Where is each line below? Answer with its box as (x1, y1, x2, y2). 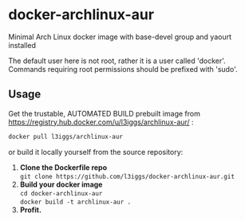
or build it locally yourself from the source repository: (8, 147, 184, 156)
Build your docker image (19, 180, 103, 189)
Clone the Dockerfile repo (19, 162, 108, 172)
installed (8, 40, 37, 49)
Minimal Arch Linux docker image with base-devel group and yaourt (8, 32, 232, 41)
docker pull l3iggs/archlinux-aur (8, 132, 124, 140)
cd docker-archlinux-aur (19, 189, 103, 197)
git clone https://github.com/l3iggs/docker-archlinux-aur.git (19, 172, 235, 180)
